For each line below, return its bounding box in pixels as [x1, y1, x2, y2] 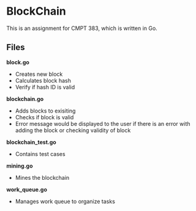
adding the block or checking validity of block [15, 127, 131, 134]
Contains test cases [15, 150, 66, 157]
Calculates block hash [15, 76, 72, 84]
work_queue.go [6, 185, 48, 193]
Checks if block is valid [15, 113, 74, 120]
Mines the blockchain [15, 174, 70, 181]
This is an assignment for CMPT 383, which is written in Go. [6, 24, 157, 32]
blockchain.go [6, 95, 44, 102]
